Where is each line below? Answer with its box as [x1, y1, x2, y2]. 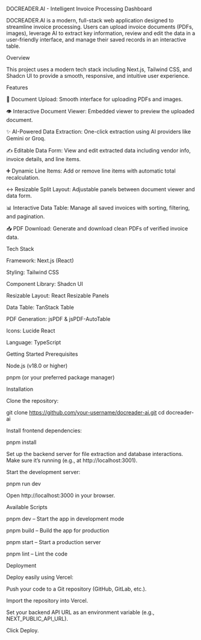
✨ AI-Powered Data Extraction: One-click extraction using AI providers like [6, 128, 191, 135]
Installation [6, 385, 34, 393]
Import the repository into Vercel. [6, 597, 88, 604]
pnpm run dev [6, 480, 41, 487]
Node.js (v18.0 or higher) [6, 362, 68, 369]
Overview [6, 54, 30, 61]
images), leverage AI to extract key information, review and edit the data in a [6, 30, 196, 37]
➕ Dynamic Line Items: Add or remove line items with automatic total [6, 167, 176, 174]
